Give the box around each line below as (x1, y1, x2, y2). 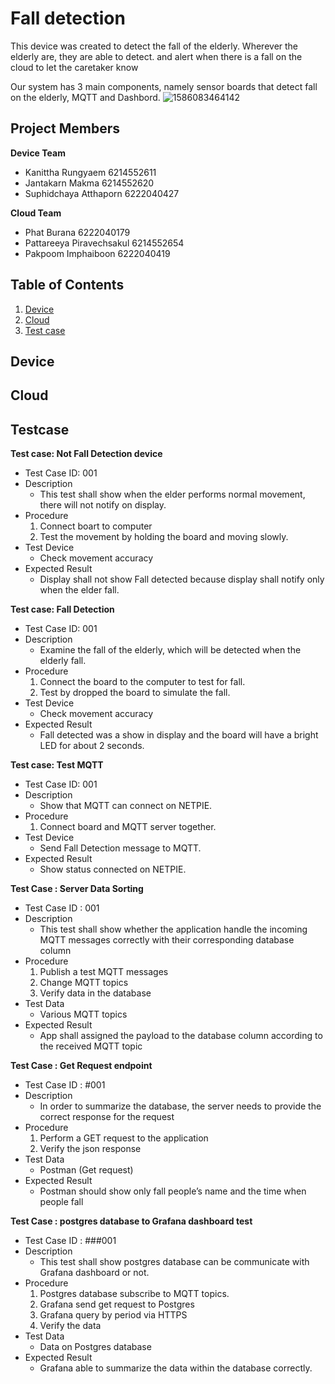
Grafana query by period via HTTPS (39, 1309, 188, 1321)
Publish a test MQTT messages (39, 966, 169, 978)
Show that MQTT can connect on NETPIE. (39, 800, 213, 812)
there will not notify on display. (39, 499, 167, 511)
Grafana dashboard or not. (39, 1267, 150, 1279)
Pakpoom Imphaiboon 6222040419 (24, 247, 171, 259)
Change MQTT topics (39, 977, 129, 989)
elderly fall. (39, 655, 87, 667)
